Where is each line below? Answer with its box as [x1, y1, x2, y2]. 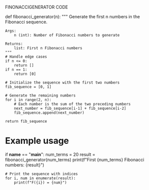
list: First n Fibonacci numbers [14, 46, 83, 51]
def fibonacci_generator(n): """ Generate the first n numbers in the [5, 14, 140, 19]
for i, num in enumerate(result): [5, 176, 76, 181]
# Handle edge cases [5, 54, 48, 59]
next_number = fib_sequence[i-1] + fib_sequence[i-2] [14, 106, 126, 111]
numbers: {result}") [5, 162, 44, 168]
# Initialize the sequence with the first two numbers [5, 80, 120, 85]
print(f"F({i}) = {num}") [14, 180, 67, 185]
